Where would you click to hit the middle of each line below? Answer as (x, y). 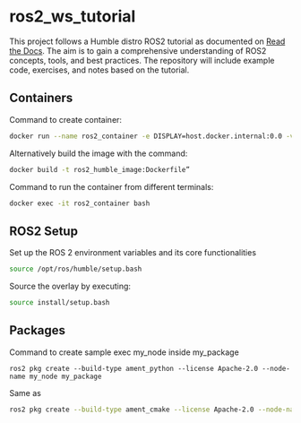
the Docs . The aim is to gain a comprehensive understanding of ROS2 (138, 50)
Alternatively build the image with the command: (99, 153)
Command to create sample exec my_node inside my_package (124, 352)
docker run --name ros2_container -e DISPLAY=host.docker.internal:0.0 (146, 136)
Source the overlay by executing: (70, 286)
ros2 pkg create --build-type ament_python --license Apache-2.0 (133, 368)
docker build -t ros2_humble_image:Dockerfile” (100, 169)
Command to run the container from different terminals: (112, 186)
